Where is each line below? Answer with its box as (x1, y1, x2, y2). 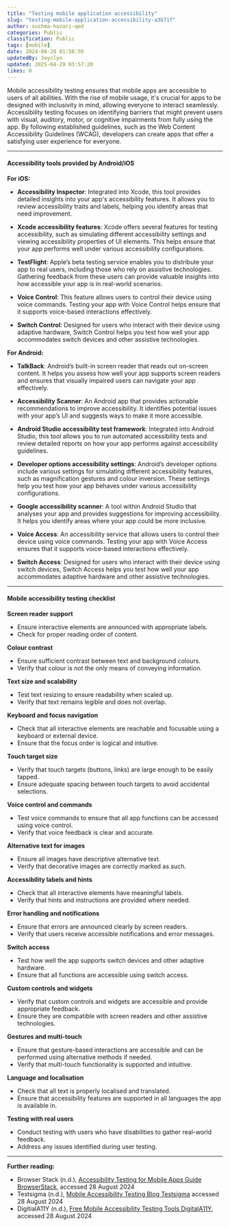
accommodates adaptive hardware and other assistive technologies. (16, 572, 210, 581)
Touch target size (7, 752, 58, 760)
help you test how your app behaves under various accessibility (16, 481, 197, 490)
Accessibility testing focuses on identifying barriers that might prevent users (7, 107, 223, 116)
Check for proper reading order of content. (16, 630, 138, 638)
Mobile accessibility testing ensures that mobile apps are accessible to (7, 86, 207, 94)
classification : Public (7, 36, 75, 42)
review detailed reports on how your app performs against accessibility (16, 439, 218, 447)
